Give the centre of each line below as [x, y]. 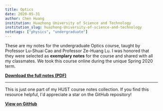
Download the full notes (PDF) [36, 76]
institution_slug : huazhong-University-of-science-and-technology [73, 28]
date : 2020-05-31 [23, 14]
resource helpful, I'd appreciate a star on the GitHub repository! [68, 94]
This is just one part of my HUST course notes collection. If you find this [77, 89]
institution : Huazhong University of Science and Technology [68, 23]
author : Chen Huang [25, 18]
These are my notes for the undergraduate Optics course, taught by [73, 46]
